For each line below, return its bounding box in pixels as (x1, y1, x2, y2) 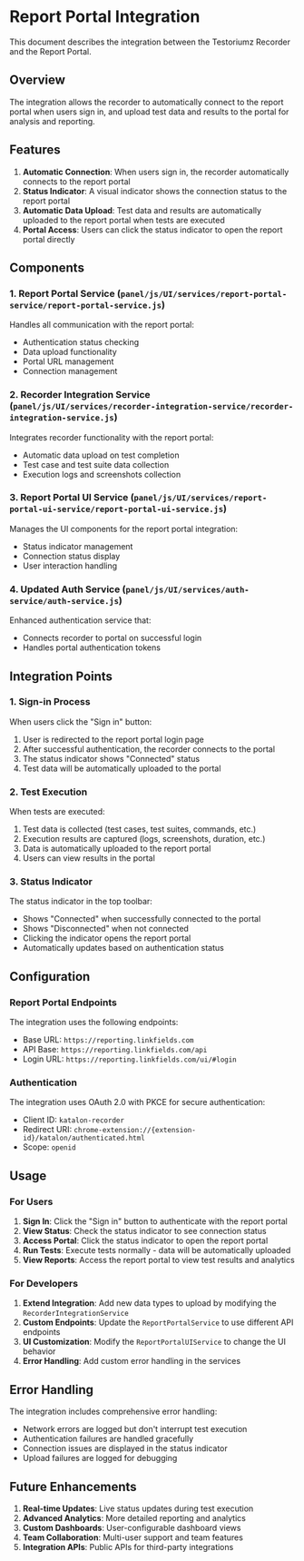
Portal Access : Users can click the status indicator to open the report (22, 224, 283, 235)
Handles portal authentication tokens (22, 642, 162, 653)
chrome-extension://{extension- (74, 1126, 197, 1135)
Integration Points (9, 668, 113, 684)
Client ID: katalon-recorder (22, 1114, 125, 1125)
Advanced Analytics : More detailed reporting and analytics (22, 1513, 247, 1524)
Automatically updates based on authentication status (22, 943, 224, 953)
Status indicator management (22, 540, 133, 551)
